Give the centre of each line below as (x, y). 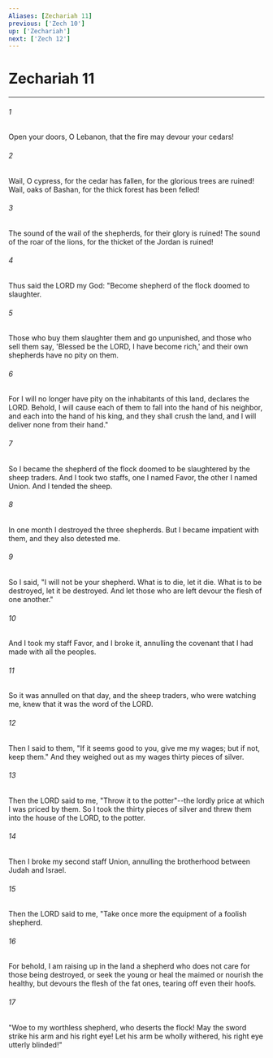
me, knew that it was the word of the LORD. (81, 705)
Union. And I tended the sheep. (61, 486)
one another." (31, 600)
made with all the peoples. (52, 652)
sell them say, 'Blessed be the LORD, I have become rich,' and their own (128, 347)
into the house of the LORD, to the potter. (77, 817)
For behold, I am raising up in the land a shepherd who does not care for (129, 966)
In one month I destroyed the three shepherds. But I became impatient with (134, 530)
